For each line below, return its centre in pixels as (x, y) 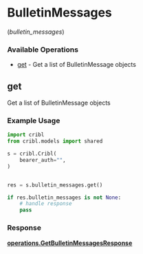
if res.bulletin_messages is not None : (64, 198)
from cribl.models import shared (55, 141)
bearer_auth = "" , (43, 160)
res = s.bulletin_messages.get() (55, 185)
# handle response (46, 204)
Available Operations (43, 50)
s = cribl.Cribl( (32, 154)
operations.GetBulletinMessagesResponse (70, 243)
